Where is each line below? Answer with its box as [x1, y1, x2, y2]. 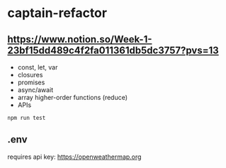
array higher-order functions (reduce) [17, 94, 128, 101]
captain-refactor [7, 5, 108, 21]
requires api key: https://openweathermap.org [7, 152, 142, 161]
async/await [17, 86, 54, 94]
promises [17, 78, 45, 86]
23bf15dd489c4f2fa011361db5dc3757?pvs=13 [7, 44, 220, 56]
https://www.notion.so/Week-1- [7, 33, 152, 45]
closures [17, 71, 43, 79]
